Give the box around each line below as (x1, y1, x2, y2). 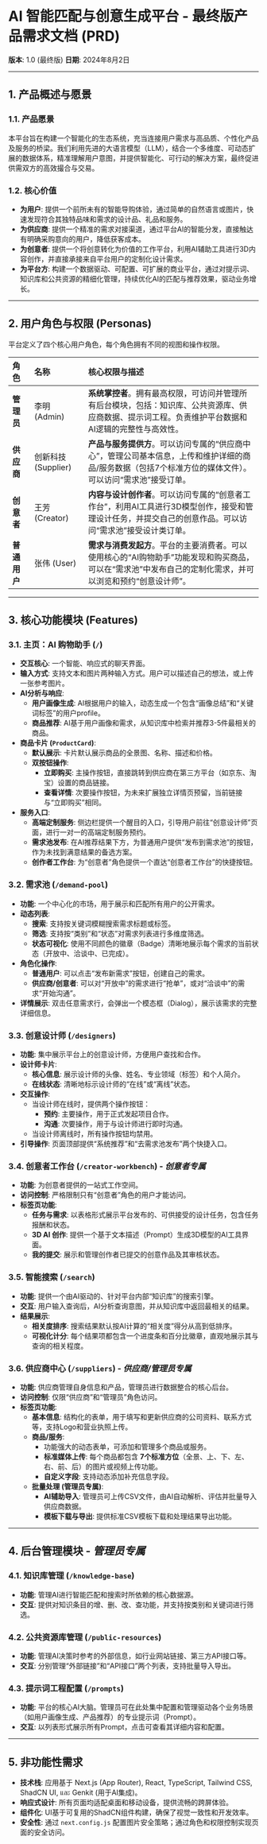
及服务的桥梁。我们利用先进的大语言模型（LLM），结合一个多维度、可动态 (8, 143, 249, 153)
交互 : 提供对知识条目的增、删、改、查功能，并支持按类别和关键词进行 (19, 1599, 247, 1610)
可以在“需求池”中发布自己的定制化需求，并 (87, 564, 246, 575)
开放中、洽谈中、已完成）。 (45, 948, 133, 958)
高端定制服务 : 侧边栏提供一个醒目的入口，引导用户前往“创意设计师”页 (31, 818, 258, 827)
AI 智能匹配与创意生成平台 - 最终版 (8, 7, 234, 25)
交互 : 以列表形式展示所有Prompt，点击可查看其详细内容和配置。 (19, 1722, 229, 1732)
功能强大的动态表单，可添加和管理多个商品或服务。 (43, 1442, 211, 1451)
